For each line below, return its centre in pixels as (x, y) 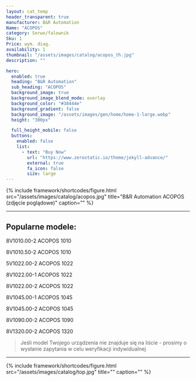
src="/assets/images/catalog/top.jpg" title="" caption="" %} (79, 372)
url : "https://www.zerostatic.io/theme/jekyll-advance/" (97, 157)
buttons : (22, 136)
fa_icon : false (45, 168)
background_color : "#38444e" (47, 103)
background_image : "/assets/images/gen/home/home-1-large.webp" (91, 115)
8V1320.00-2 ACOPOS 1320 (40, 331)
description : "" (26, 60)
